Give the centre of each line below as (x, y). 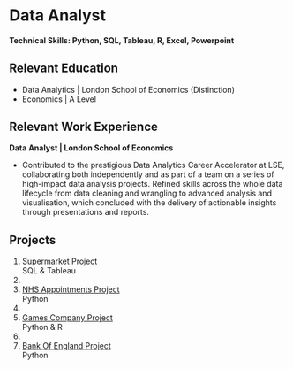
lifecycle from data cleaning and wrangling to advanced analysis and (146, 193)
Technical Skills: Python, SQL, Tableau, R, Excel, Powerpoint (122, 40)
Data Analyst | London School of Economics (91, 148)
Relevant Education (64, 69)
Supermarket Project (60, 261)
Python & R (42, 327)
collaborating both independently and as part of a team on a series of (148, 174)
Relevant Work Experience (84, 126)
